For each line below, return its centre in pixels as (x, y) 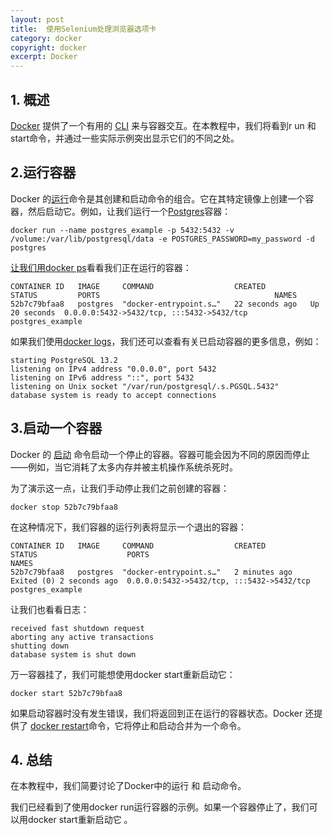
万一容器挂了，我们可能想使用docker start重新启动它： (123, 674)
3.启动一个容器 (56, 428)
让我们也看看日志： (50, 609)
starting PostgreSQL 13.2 (64, 360)
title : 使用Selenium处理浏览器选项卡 (83, 29)
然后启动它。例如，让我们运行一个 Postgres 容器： (129, 211)
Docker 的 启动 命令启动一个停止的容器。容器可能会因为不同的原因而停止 (160, 454)
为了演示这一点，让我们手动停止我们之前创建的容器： (120, 488)
